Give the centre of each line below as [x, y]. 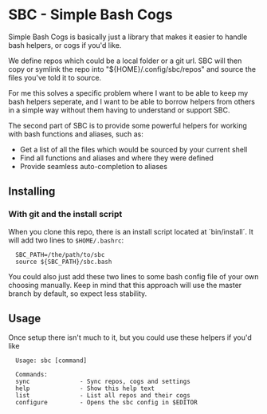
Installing [32, 192]
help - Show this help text [85, 388]
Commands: [31, 375]
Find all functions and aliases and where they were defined [116, 158]
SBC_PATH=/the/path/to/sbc [60, 254]
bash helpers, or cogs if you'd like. [65, 45]
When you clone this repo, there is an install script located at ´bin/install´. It [131, 231]
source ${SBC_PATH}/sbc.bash [64, 262]
